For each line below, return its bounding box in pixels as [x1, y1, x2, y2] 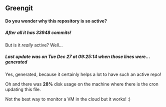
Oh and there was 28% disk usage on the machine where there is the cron [5, 81, 158, 87]
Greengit [5, 4, 33, 12]
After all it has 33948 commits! [5, 29, 71, 35]
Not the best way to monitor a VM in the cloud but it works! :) [5, 96, 131, 102]
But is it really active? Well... [5, 42, 63, 48]
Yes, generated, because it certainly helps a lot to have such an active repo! [5, 71, 161, 77]
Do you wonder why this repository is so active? [5, 17, 107, 24]
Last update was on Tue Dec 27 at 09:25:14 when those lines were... [5, 53, 150, 59]
